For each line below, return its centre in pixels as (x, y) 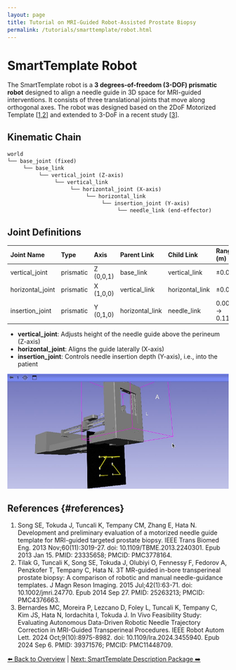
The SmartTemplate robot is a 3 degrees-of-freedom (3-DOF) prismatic (112, 85)
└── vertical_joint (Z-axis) (81, 175)
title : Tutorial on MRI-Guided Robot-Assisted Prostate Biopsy (102, 22)
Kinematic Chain (45, 137)
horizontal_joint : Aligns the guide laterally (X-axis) (91, 349)
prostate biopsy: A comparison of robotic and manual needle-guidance (120, 578)
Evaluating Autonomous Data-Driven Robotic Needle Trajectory (109, 623)
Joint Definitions (45, 232)
